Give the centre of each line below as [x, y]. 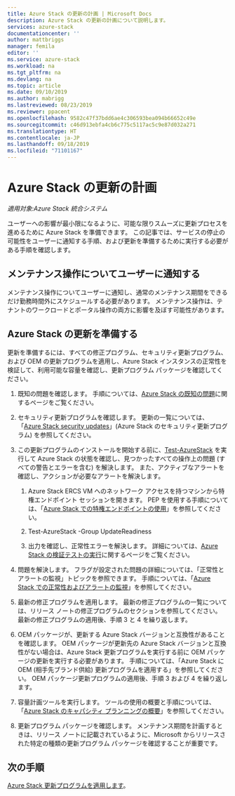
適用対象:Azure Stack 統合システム [57, 208]
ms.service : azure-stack [43, 60]
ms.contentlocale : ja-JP [43, 138]
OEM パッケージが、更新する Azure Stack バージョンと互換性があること [121, 634]
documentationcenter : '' [43, 33]
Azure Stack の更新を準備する [73, 334]
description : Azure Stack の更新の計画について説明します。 [88, 20]
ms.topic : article [34, 86]
